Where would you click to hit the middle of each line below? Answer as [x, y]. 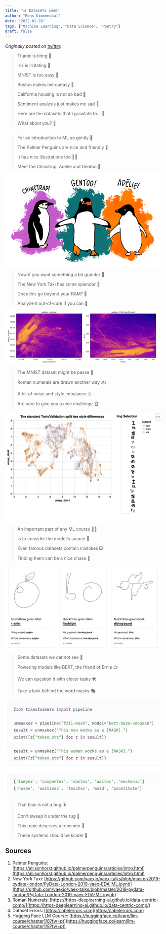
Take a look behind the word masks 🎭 [56, 691]
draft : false [19, 32]
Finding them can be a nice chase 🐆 [54, 558]
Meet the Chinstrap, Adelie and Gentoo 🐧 [59, 166]
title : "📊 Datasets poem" [33, 10]
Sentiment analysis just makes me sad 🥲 [58, 104]
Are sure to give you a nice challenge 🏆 [58, 403]
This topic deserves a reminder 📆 [51, 826]
